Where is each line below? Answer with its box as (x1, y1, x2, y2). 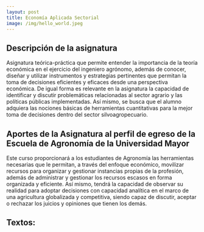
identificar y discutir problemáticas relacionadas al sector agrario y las (6, 92, 183, 99)
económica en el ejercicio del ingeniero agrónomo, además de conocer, (6, 65, 186, 73)
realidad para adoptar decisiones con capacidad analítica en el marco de (6, 187, 189, 194)
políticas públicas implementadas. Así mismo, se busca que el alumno (6, 98, 181, 106)
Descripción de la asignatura (6, 43, 118, 53)
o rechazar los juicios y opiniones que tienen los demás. (6, 200, 147, 207)
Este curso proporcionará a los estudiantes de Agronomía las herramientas (6, 154, 194, 162)
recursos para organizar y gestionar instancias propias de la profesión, (6, 167, 184, 175)
